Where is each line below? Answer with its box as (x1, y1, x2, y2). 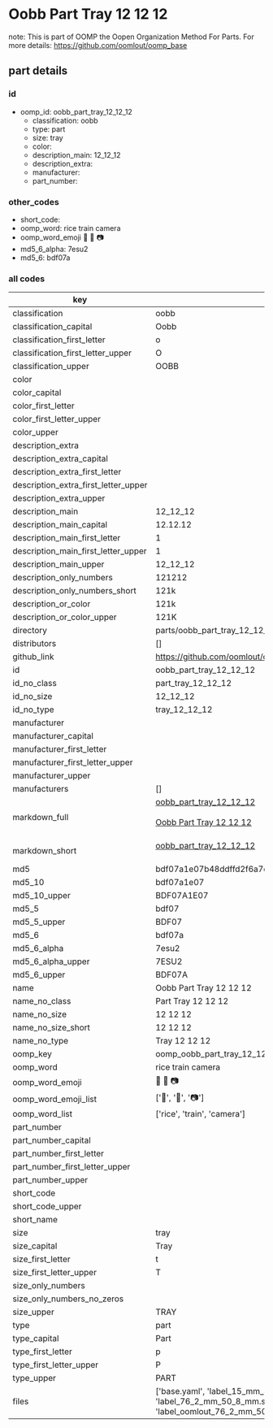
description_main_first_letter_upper (12, 545, 148, 557)
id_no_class (12, 678, 57, 689)
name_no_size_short (12, 1022, 91, 1033)
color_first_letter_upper (12, 414, 102, 425)
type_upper (12, 1373, 57, 1384)
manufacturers (12, 783, 69, 795)
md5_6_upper (12, 969, 66, 980)
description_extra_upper (12, 493, 106, 504)
